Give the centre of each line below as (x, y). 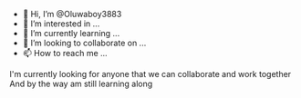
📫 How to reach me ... (65, 53)
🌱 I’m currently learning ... (71, 33)
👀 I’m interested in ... (61, 24)
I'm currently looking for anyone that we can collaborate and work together (150, 74)
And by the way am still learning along (81, 83)
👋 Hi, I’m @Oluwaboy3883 (72, 14)
